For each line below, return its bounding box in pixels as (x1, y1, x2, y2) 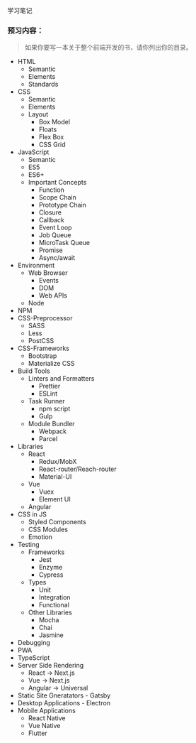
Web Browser (28, 269, 68, 277)
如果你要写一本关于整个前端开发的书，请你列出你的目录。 (24, 43, 192, 52)
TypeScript (17, 653, 50, 662)
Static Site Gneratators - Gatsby (17, 691, 111, 700)
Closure (38, 208, 62, 217)
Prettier (38, 382, 61, 391)
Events (38, 276, 59, 285)
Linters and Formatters (28, 374, 95, 383)
